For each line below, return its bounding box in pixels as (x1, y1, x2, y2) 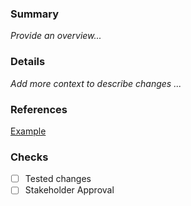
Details (10, 55, 46, 69)
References (10, 102, 68, 116)
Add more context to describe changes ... (10, 77, 182, 89)
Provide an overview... (10, 30, 102, 42)
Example (10, 125, 47, 137)
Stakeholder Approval (24, 184, 115, 196)
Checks (10, 150, 49, 164)
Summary (10, 7, 60, 21)
